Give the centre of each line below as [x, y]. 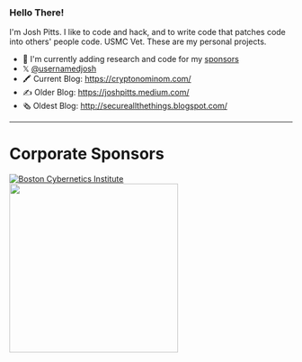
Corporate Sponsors [87, 154]
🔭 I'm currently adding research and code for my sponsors [131, 59]
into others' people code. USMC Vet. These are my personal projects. [138, 41]
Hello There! [37, 13]
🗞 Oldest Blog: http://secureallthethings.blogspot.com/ [124, 106]
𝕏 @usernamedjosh [59, 68]
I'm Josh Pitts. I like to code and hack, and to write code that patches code [147, 32]
